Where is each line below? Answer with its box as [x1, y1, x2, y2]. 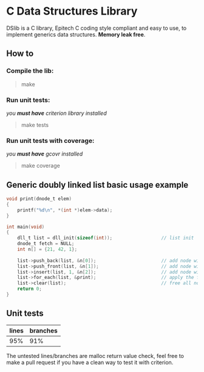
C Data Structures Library [6, 4, 138, 18]
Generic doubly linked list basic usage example [6, 179, 189, 190]
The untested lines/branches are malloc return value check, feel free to [6, 352, 184, 359]
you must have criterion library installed [6, 109, 107, 117]
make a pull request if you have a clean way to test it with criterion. [6, 359, 174, 366]
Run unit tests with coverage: [6, 136, 95, 145]
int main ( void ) [6, 224, 45, 230]
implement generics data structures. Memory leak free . [6, 30, 146, 38]
